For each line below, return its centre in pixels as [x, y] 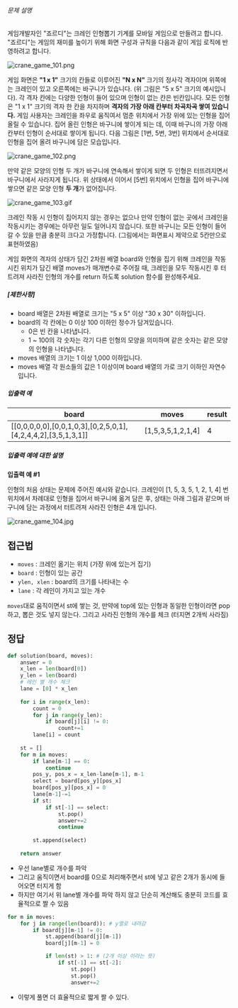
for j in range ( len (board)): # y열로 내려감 [83, 924]
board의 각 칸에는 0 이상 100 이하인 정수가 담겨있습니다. [95, 323]
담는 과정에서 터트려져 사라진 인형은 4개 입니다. [91, 507]
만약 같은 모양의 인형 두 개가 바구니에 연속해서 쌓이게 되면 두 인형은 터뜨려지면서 [118, 171]
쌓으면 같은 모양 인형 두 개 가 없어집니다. [62, 189]
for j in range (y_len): [68, 715]
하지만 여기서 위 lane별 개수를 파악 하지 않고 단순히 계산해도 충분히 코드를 [119, 895]
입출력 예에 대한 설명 [35, 455]
